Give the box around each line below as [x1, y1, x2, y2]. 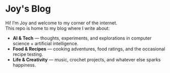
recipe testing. [12, 51, 43, 57]
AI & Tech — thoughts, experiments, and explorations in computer [12, 35, 152, 41]
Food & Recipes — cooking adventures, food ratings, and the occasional [12, 46, 165, 52]
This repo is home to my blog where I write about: [5, 25, 110, 31]
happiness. [12, 62, 36, 68]
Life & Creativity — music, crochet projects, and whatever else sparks [12, 56, 161, 62]
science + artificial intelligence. [12, 40, 79, 46]
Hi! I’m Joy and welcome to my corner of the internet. [5, 20, 117, 26]
